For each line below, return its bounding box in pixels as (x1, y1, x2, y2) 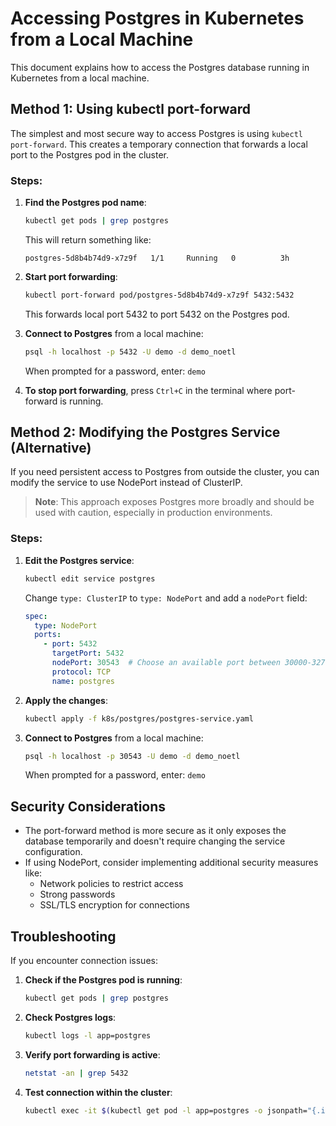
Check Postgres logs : (24, 1011, 117, 1023)
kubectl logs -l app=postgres (24, 1030, 152, 1041)
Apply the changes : (24, 694, 108, 706)
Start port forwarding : (24, 270, 118, 282)
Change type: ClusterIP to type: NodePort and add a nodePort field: (24, 592, 308, 604)
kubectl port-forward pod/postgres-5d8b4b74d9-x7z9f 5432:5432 (24, 290, 295, 300)
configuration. (24, 846, 83, 858)
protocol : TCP (51, 667, 111, 677)
